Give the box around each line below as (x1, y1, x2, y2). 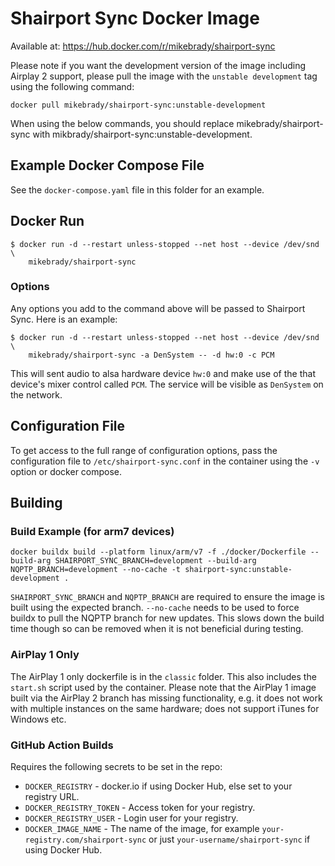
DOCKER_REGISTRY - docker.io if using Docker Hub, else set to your (24, 780, 293, 792)
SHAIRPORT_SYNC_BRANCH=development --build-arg (54, 556, 257, 566)
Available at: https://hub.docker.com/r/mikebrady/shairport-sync (10, 40, 276, 52)
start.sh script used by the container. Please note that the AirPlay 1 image (10, 681, 317, 693)
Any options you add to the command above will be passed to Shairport (10, 302, 306, 314)
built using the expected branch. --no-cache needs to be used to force (10, 602, 300, 614)
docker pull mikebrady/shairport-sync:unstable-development (10, 100, 267, 110)
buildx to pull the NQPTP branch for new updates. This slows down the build (10, 612, 325, 624)
